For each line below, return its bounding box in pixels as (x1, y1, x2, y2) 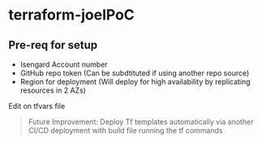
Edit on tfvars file (8, 102, 66, 110)
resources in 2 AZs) (19, 85, 87, 95)
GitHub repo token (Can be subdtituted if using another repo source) (19, 68, 250, 78)
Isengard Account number (19, 59, 108, 69)
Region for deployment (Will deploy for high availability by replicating (19, 77, 251, 86)
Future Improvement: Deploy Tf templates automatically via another (28, 117, 254, 127)
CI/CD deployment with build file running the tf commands (28, 126, 223, 135)
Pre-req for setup (8, 38, 98, 52)
